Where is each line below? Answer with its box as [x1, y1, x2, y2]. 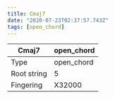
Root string [11, 69, 47, 79]
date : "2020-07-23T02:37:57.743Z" [7, 17, 109, 24]
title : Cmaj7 [7, 10, 46, 18]
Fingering [11, 80, 43, 90]
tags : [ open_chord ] [7, 23, 65, 30]
